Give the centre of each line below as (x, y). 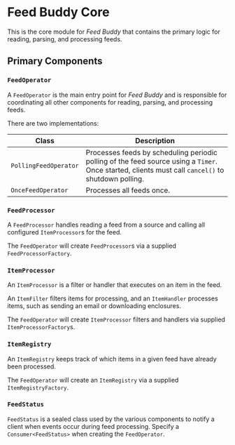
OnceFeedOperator (40, 190)
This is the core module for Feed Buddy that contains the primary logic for (114, 32)
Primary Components (55, 61)
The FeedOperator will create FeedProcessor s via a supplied (92, 246)
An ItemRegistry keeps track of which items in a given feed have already (112, 359)
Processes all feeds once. (128, 190)
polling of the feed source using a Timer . (152, 161)
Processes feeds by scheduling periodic (152, 152)
